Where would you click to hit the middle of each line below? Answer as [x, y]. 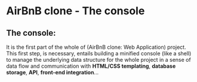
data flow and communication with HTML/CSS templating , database [91, 66]
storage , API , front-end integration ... [53, 72]
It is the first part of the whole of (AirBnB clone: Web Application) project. [96, 47]
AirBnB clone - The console [76, 11]
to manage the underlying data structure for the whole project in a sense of [98, 60]
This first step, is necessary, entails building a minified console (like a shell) [99, 53]
